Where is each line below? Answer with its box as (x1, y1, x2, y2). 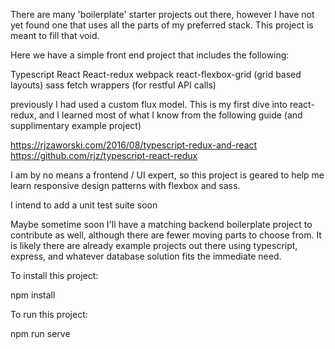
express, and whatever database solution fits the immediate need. (10, 250, 282, 262)
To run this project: (10, 309, 88, 320)
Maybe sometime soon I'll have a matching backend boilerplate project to (10, 219, 313, 230)
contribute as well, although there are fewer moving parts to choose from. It (10, 229, 322, 241)
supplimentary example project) (10, 120, 142, 131)
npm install (10, 289, 56, 301)
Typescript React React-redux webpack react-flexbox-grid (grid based (10, 69, 302, 80)
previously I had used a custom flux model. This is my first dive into (10, 99, 288, 110)
